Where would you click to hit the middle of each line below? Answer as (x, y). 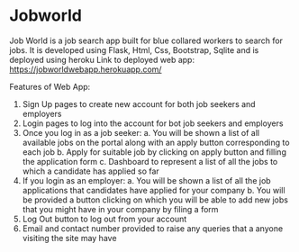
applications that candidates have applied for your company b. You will (154, 190)
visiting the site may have (69, 238)
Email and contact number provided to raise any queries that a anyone (153, 228)
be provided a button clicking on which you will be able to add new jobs (155, 200)
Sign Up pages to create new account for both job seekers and (139, 103)
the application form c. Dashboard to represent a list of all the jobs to (150, 161)
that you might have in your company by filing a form (120, 209)
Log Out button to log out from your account (104, 219)
